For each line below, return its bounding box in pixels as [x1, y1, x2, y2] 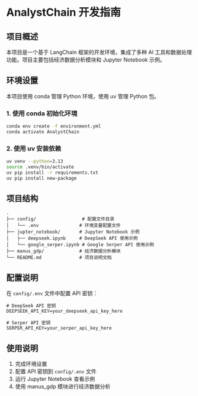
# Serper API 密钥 [6, 320, 51, 326]
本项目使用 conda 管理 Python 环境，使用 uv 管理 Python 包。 [6, 92, 160, 100]
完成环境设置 [14, 360, 47, 368]
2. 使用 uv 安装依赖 [6, 144, 62, 153]
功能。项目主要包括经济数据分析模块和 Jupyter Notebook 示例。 [6, 56, 165, 63]
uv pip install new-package [6, 175, 77, 181]
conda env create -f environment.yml [6, 123, 101, 130]
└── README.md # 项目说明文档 [6, 255, 112, 261]
